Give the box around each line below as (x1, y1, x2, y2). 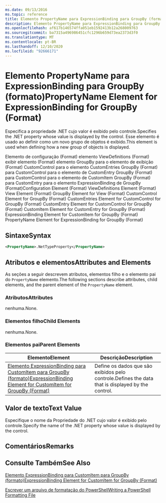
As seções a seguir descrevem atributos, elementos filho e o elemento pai (5, 271, 156, 277)
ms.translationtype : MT (5, 35, 54, 40)
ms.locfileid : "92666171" (5, 49, 58, 53)
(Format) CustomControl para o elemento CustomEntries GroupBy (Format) (5, 164, 158, 170)
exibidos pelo (94, 368, 126, 375)
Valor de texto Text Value (5, 404, 82, 412)
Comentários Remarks (5, 442, 74, 451)
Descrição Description (100, 354, 153, 361)
